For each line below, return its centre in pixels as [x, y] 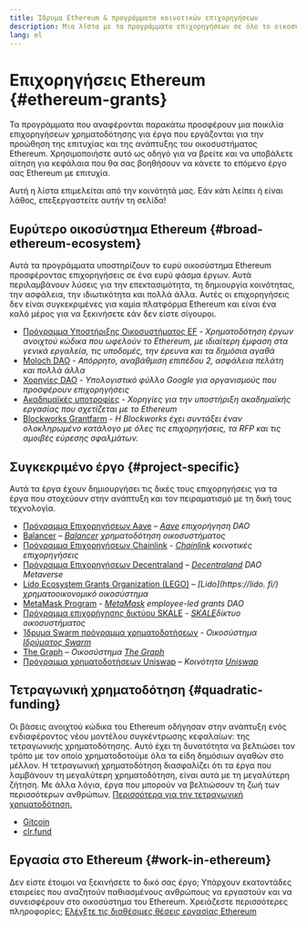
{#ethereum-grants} [89, 99]
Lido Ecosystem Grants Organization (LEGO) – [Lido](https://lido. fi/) [151, 584]
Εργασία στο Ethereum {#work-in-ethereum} [140, 860]
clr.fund [37, 831]
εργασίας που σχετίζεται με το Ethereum [100, 409]
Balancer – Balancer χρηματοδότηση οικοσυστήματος [124, 536]
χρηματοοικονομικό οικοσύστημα [85, 593]
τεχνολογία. [33, 508]
